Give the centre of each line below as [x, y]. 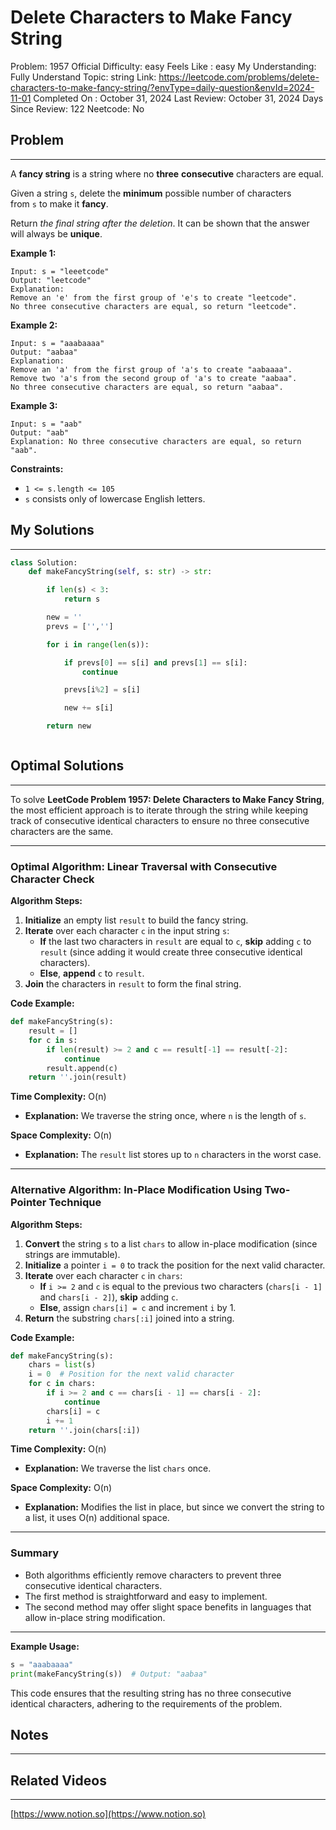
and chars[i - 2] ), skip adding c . [109, 1297]
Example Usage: [45, 1646]
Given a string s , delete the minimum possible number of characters [151, 193]
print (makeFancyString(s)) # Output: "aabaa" [109, 1674]
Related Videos [58, 1780]
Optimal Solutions [67, 766]
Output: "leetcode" [51, 280]
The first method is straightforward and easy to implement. [146, 1596]
